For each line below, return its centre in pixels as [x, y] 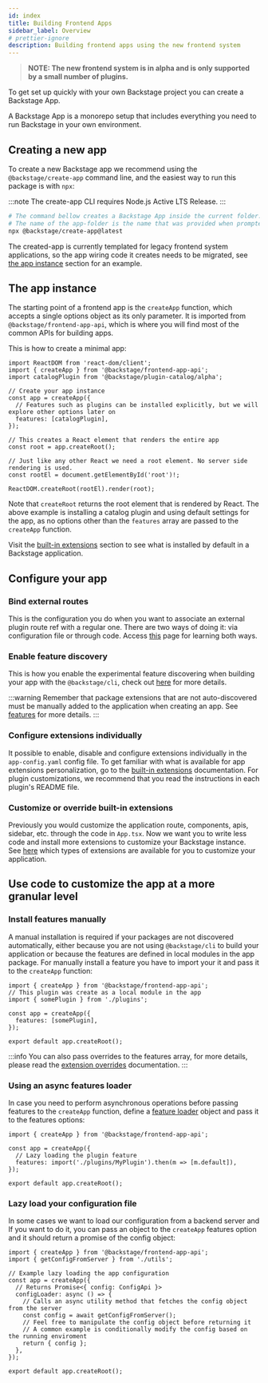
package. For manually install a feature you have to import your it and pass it [134, 962]
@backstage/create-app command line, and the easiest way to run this [122, 177]
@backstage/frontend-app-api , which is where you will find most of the [124, 325]
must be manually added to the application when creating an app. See [123, 706]
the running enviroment [48, 1337]
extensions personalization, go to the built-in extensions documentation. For [134, 770]
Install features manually [57, 919]
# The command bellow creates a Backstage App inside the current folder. [135, 216]
